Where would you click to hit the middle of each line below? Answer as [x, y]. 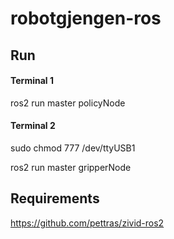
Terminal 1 [32, 81]
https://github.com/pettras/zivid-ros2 [87, 223]
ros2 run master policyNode [68, 103]
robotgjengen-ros [86, 18]
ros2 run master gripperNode [71, 167]
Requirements [55, 198]
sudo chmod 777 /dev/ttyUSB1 [73, 148]
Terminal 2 [33, 126]
